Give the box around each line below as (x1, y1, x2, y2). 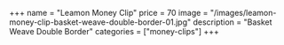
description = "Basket (193, 17, 272, 27)
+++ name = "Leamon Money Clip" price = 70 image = (9, 8, 209, 18)
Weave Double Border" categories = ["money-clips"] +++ (9, 26, 219, 36)
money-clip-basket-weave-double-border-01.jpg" (9, 17, 192, 27)
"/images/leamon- (209, 8, 277, 18)
